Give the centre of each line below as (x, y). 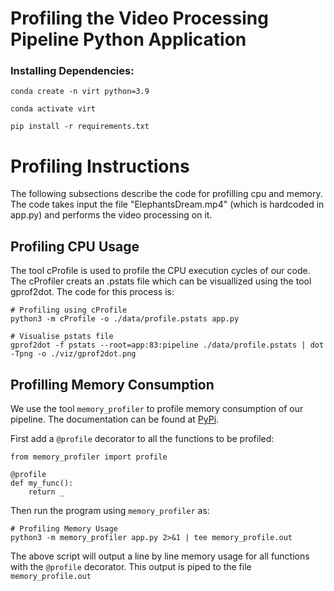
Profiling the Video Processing (139, 18)
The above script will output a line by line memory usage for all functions (160, 556)
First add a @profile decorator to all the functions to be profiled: (142, 439)
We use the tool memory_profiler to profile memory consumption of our (157, 409)
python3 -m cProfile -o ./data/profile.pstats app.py (125, 319)
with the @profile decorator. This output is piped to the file (131, 567)
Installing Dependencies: (72, 71)
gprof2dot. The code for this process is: (92, 292)
